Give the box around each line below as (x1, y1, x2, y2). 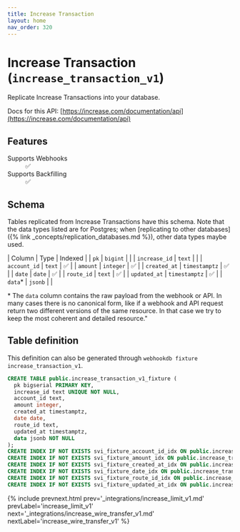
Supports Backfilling (7, 170, 67, 178)
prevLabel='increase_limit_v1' (7, 501, 94, 510)
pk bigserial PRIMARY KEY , (14, 382, 94, 389)
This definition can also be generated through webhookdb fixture (7, 354, 198, 362)
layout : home (7, 17, 46, 24)
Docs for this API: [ (7, 107, 63, 116)
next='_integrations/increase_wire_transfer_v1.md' (7, 509, 155, 518)
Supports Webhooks (7, 154, 68, 163)
